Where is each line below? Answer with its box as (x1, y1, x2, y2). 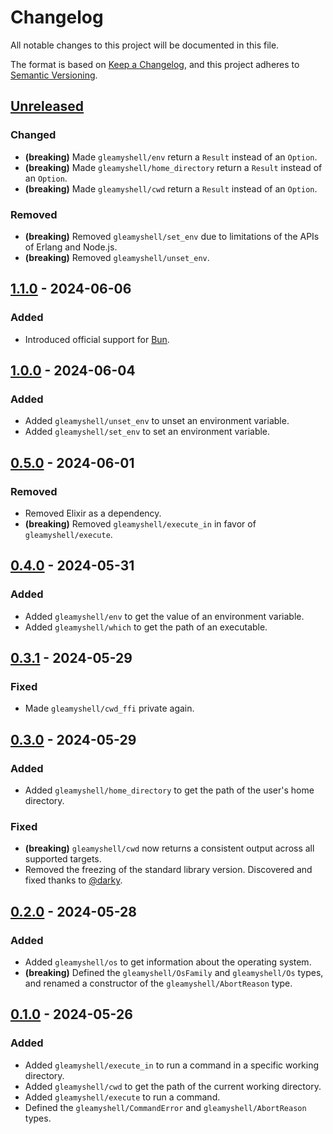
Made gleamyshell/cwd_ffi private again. (24, 702, 195, 715)
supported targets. (24, 853, 102, 865)
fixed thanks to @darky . (24, 874, 123, 886)
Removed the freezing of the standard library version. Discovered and (24, 864, 313, 876)
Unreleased (10, 98, 85, 115)
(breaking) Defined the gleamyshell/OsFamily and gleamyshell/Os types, (24, 967, 324, 979)
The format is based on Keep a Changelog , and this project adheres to (10, 58, 300, 70)
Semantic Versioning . (10, 69, 98, 81)
